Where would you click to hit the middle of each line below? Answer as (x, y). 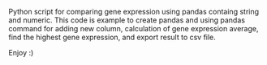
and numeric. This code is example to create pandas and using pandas (127, 20)
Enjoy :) (21, 53)
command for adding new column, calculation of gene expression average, (133, 28)
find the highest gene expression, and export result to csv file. (112, 37)
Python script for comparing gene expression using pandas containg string (134, 12)
